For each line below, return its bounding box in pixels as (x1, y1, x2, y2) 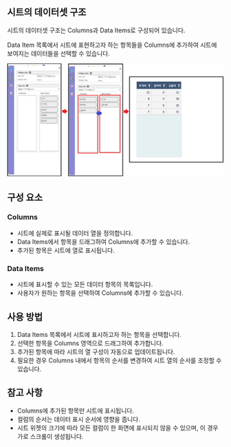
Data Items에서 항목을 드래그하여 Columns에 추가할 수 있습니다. (16, 237, 190, 246)
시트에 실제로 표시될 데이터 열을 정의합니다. (16, 229, 133, 237)
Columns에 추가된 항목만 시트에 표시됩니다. (16, 406, 134, 415)
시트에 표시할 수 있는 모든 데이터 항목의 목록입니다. (16, 281, 153, 289)
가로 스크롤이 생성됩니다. (16, 432, 84, 440)
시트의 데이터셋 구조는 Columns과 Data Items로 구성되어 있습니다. (7, 26, 186, 34)
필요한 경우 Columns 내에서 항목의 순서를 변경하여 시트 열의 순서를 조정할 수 (16, 356, 222, 364)
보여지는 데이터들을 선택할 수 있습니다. (7, 49, 110, 57)
